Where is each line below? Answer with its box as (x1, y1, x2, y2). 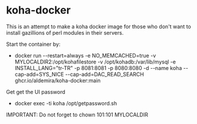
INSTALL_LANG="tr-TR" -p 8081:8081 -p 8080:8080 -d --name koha (14, 64, 182, 71)
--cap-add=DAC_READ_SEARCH (65, 71, 145, 78)
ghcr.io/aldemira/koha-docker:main (14, 77, 101, 84)
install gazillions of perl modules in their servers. (6, 29, 124, 36)
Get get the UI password (6, 88, 66, 95)
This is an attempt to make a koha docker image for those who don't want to (6, 23, 192, 30)
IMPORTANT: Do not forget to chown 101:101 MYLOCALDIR (6, 111, 149, 118)
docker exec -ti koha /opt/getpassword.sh (14, 99, 117, 106)
